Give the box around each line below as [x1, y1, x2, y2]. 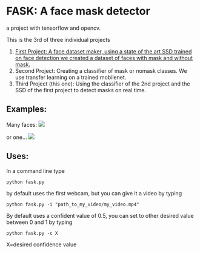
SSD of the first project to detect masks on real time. [15, 86, 147, 93]
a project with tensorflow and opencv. [6, 24, 101, 32]
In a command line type [6, 167, 65, 174]
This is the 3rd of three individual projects [6, 36, 110, 43]
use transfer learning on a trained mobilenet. [15, 73, 127, 81]
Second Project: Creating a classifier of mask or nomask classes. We [15, 67, 187, 74]
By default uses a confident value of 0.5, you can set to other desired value [6, 212, 194, 219]
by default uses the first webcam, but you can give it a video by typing [6, 189, 182, 197]
